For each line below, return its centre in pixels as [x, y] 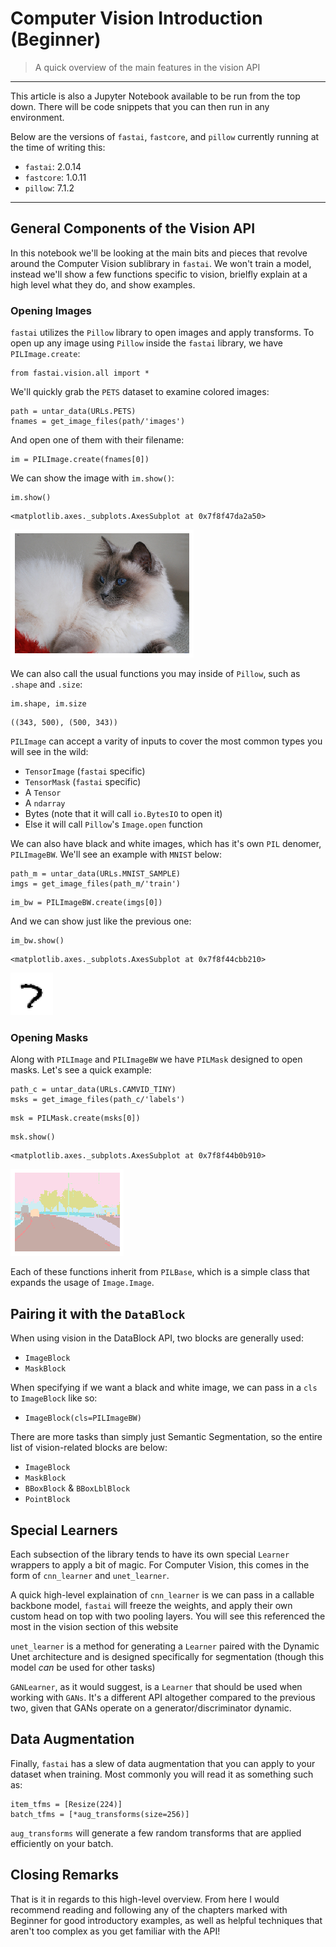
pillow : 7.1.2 [49, 188]
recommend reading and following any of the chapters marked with [149, 1909]
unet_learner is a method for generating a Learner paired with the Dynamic [165, 1646]
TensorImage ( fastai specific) [85, 771]
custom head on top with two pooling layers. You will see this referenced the [168, 1616]
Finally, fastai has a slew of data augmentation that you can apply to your [163, 1763]
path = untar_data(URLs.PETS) [73, 412]
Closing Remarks [65, 1875]
